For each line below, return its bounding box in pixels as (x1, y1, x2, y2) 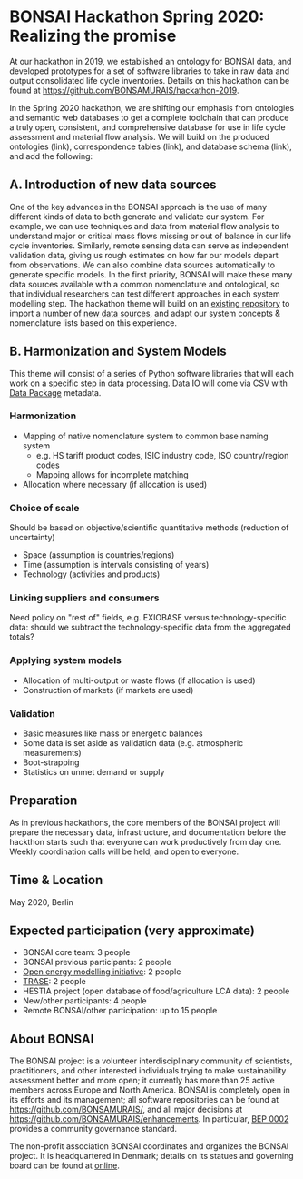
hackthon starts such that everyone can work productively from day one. (9, 836, 282, 847)
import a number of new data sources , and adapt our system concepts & (9, 307, 281, 318)
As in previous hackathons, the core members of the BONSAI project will (9, 817, 281, 828)
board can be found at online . (9, 1160, 120, 1171)
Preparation (9, 793, 78, 809)
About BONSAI (9, 1031, 94, 1047)
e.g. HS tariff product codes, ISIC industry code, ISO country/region (35, 449, 289, 460)
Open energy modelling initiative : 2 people (22, 966, 181, 977)
